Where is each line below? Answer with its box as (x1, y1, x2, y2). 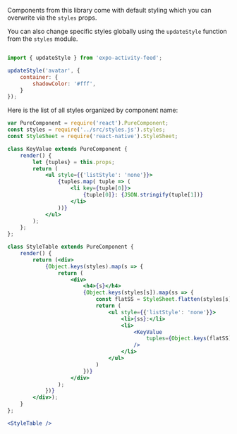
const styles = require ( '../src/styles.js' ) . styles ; (7, 126, 166, 133)
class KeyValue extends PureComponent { (7, 145, 128, 152)
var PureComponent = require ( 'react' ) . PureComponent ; (7, 120, 169, 127)
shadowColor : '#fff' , (32, 80, 97, 87)
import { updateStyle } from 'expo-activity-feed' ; (7, 54, 162, 61)
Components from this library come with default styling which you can (7, 6, 212, 14)
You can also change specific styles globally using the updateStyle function (7, 27, 227, 35)
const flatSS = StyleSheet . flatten (95, 296, 200, 303)
